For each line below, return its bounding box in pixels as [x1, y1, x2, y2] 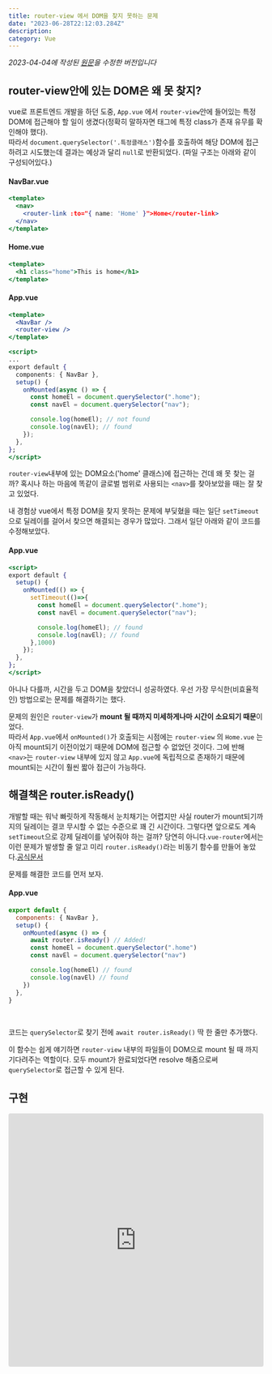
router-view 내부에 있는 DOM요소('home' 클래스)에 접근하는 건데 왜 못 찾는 [8, 469, 247, 478]
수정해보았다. [8, 526, 50, 536]
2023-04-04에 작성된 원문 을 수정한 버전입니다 [8, 58, 157, 67]
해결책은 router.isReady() [8, 788, 135, 803]
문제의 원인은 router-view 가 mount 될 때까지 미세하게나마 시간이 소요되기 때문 [8, 711, 257, 721]
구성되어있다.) [8, 157, 53, 167]
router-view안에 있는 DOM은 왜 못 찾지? [8, 83, 202, 97]
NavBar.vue [8, 176, 49, 186]
